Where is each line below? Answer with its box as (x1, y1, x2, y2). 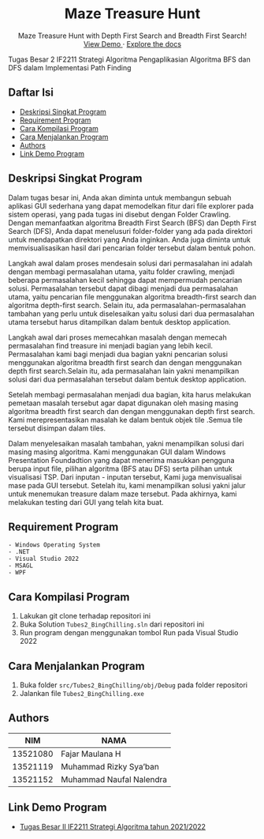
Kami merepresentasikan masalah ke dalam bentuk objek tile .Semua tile (8, 415, 243, 424)
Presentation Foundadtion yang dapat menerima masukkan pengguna (8, 455, 235, 465)
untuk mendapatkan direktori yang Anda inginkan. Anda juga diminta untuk (8, 235, 251, 244)
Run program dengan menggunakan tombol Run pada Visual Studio (19, 628, 239, 638)
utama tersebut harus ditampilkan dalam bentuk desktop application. (8, 317, 231, 326)
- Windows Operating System (8, 541, 101, 549)
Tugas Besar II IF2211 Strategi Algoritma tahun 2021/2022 (19, 822, 206, 831)
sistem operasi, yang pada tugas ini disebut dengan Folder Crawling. (8, 209, 231, 219)
